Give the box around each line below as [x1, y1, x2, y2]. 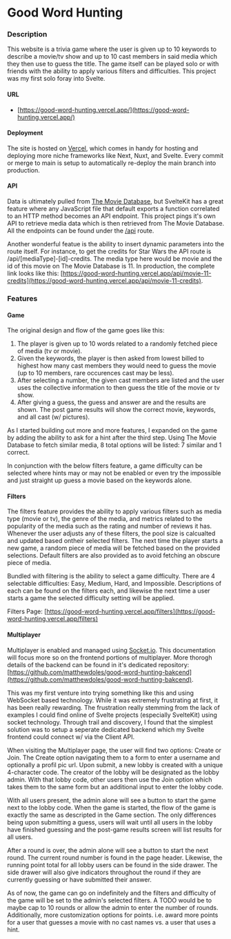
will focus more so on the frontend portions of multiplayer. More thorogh [7, 653, 212, 662]
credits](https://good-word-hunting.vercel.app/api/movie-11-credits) [7, 277, 201, 285]
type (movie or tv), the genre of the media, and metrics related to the [7, 515, 203, 523]
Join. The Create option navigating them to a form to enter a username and [7, 753, 221, 762]
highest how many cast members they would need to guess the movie [17, 362, 217, 370]
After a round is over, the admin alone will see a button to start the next [7, 846, 209, 854]
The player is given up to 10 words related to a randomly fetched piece [17, 339, 218, 348]
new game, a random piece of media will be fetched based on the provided [7, 544, 221, 553]
